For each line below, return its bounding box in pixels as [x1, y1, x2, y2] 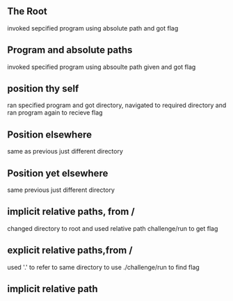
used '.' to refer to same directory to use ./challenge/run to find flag [7, 263, 200, 271]
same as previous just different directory [7, 147, 124, 156]
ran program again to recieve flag [7, 108, 103, 117]
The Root [7, 6, 47, 17]
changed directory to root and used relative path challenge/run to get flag [7, 224, 218, 232]
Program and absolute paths [7, 44, 133, 56]
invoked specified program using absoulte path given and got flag [7, 63, 196, 71]
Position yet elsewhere [7, 167, 109, 179]
